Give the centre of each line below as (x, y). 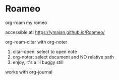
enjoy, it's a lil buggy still (38, 62)
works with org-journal (29, 72)
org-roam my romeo (26, 22)
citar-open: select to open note (45, 51)
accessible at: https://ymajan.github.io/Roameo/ (55, 32)
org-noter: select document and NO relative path (63, 57)
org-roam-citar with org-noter (36, 42)
